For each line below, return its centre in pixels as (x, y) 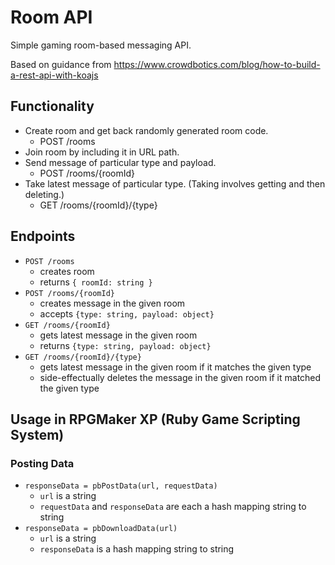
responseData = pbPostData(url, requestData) (121, 486)
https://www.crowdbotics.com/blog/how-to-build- (217, 64)
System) (37, 434)
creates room (67, 271)
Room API (51, 17)
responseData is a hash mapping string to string (137, 549)
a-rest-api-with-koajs (54, 75)
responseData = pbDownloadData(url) (101, 529)
